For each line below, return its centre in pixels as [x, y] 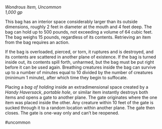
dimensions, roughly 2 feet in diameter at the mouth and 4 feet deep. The [79, 27]
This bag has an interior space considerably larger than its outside [71, 22]
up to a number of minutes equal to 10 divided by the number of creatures [79, 72]
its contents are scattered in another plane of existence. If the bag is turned [81, 57]
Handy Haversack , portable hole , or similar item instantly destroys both [77, 92]
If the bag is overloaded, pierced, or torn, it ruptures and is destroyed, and [79, 52]
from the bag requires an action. [37, 42]
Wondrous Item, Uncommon [33, 7]
